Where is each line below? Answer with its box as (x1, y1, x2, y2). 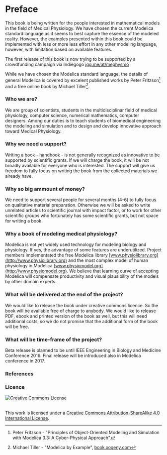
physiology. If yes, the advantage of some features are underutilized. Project (5, 247, 162, 253)
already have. (5, 173, 33, 179)
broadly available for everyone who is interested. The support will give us (5, 162, 156, 168)
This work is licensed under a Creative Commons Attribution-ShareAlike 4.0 (5, 410, 160, 416)
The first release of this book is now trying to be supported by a (5, 56, 136, 62)
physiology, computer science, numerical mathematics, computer (5, 112, 140, 118)
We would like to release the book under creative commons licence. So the (5, 302, 159, 308)
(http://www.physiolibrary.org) (5, 257, 67, 263)
